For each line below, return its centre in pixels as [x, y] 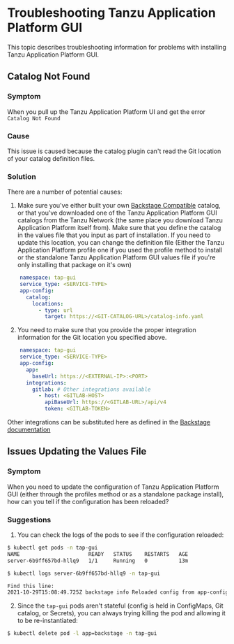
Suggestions [29, 520]
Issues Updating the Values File [77, 451]
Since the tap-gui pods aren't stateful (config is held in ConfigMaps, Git [120, 606]
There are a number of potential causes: [65, 192]
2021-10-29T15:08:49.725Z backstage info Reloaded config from [101, 592]
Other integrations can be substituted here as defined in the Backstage [109, 422]
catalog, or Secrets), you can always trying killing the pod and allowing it [122, 613]
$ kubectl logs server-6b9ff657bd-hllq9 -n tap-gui [84, 573]
